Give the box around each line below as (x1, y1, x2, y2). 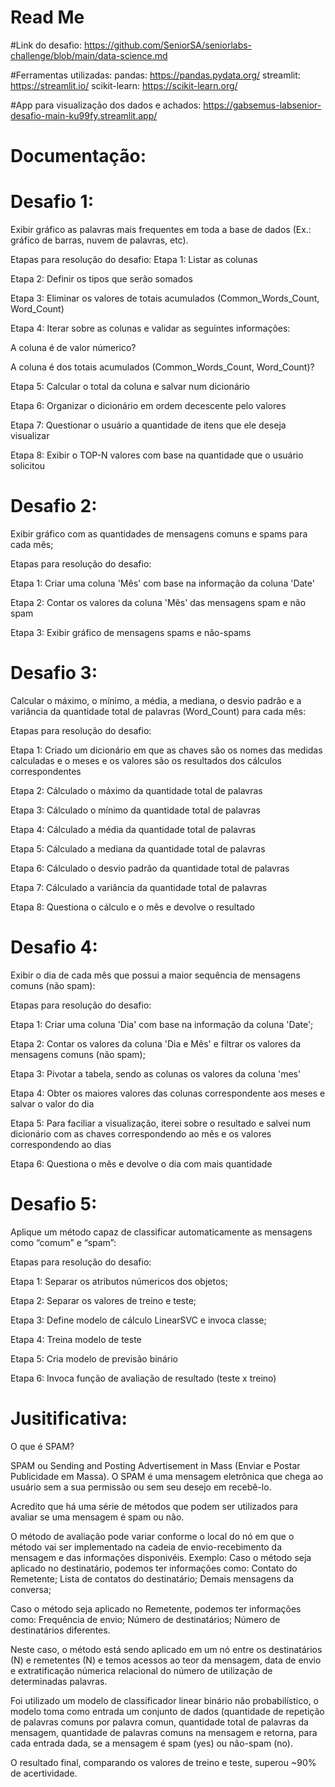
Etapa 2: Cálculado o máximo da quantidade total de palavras (10, 784, 263, 796)
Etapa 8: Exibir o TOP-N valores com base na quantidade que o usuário (10, 449, 304, 461)
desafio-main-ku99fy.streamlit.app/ (10, 109, 158, 121)
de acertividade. (10, 1767, 78, 1779)
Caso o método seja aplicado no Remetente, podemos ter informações (10, 1602, 302, 1615)
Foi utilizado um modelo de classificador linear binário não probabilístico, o (10, 1694, 319, 1706)
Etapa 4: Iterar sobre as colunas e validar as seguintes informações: (10, 322, 291, 335)
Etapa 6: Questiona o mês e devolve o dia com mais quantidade (10, 1157, 273, 1170)
